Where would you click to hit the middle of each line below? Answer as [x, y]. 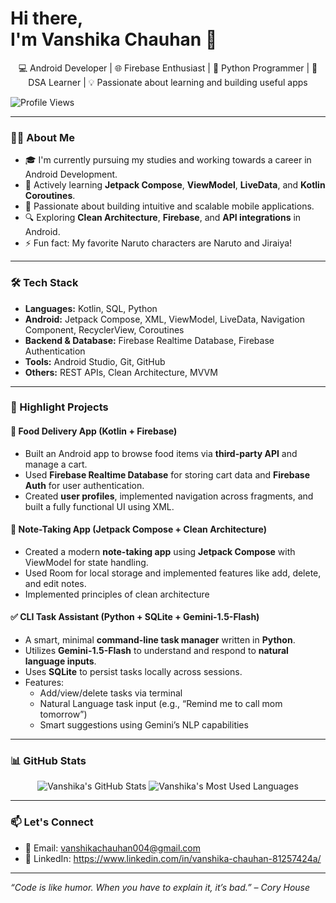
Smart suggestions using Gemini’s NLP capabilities [144, 725]
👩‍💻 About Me [42, 137]
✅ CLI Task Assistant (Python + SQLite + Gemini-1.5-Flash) [135, 617]
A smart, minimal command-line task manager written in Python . [160, 640]
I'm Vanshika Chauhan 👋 [114, 39]
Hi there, [47, 18]
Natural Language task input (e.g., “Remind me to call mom [161, 704]
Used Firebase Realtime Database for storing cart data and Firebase [167, 474]
